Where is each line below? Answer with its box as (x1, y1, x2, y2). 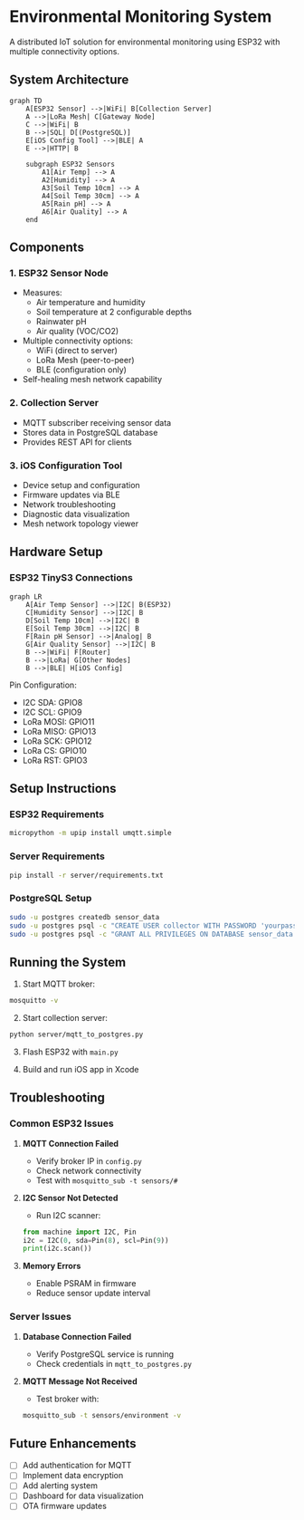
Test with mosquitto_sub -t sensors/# (35, 1175, 178, 1186)
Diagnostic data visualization (22, 509, 130, 520)
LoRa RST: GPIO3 (22, 755, 88, 765)
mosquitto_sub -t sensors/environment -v (22, 1410, 182, 1419)
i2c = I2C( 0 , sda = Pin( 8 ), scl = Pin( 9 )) (22, 1236, 169, 1245)
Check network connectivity (35, 1165, 142, 1176)
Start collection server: (22, 1013, 109, 1024)
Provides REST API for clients (22, 437, 133, 447)
